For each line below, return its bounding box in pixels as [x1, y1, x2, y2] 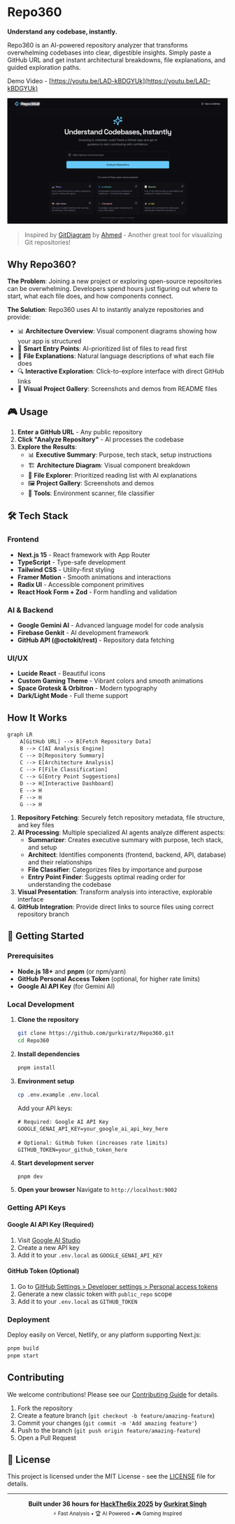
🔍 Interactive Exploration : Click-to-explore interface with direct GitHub [17, 367, 225, 376]
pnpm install [17, 1064, 56, 1071]
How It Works [7, 711, 68, 724]
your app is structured [17, 337, 82, 346]
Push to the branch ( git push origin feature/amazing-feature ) [17, 1426, 201, 1434]
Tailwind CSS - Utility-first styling [17, 565, 115, 574]
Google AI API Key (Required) [7, 1220, 94, 1228]
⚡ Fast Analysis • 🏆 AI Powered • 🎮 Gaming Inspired [52, 1510, 183, 1518]
